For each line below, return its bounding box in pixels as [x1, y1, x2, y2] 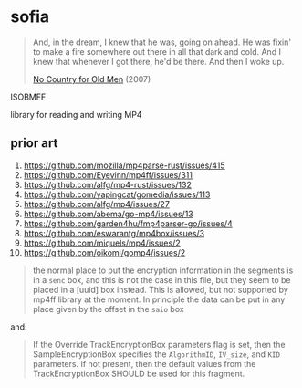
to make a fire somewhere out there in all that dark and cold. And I [32, 46, 282, 57]
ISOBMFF [10, 91, 47, 102]
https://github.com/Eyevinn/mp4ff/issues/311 [23, 169, 193, 180]
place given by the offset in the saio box [32, 303, 185, 314]
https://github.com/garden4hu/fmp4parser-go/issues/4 [23, 217, 234, 229]
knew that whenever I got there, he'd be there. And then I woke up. [32, 56, 285, 67]
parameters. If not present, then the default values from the [32, 358, 256, 369]
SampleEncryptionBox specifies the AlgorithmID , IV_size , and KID [32, 349, 281, 360]
